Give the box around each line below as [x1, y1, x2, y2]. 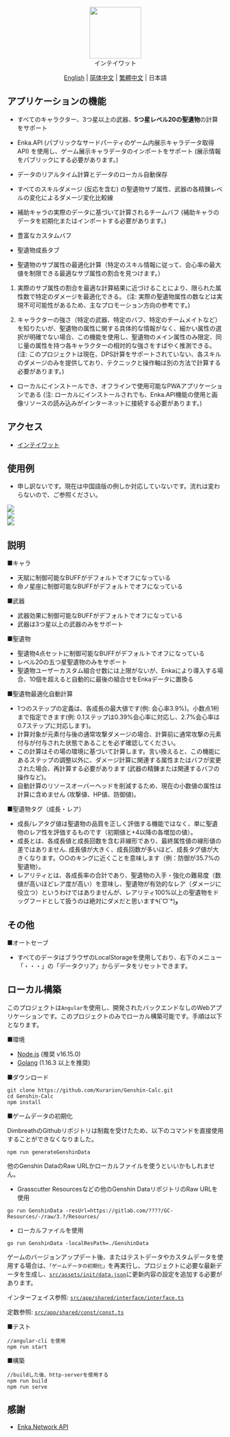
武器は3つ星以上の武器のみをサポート [16, 620, 124, 629]
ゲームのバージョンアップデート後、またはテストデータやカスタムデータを [7, 1253, 218, 1261]
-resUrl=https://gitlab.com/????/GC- [65, 1207, 174, 1214]
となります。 [7, 1020, 43, 1028]
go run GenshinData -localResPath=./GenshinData [7, 1240, 149, 1246]
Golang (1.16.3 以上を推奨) [16, 1058, 91, 1066]
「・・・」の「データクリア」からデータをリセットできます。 [16, 962, 192, 970]
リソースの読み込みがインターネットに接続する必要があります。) [23, 399, 203, 407]
